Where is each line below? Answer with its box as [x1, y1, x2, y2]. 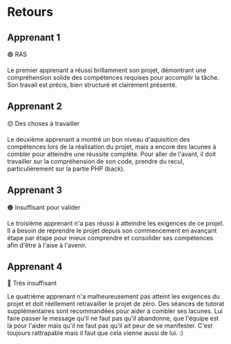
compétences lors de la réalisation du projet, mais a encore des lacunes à [7, 142, 217, 151]
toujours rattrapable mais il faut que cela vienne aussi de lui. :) [7, 329, 184, 337]
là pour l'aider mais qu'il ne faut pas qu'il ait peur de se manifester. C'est [7, 321, 213, 330]
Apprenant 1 [7, 32, 61, 43]
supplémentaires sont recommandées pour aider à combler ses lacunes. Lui [7, 307, 223, 315]
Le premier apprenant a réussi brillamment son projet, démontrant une [7, 66, 207, 74]
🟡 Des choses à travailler [7, 119, 80, 127]
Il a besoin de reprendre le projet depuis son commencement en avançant [7, 226, 217, 235]
